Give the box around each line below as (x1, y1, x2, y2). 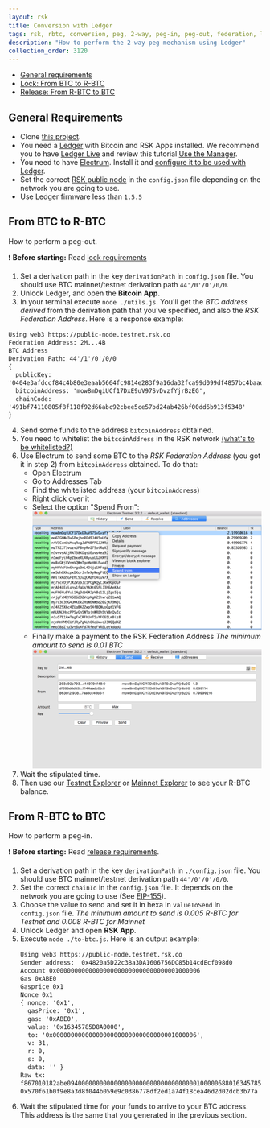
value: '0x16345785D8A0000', (27, 1023, 125, 1031)
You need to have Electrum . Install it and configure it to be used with (19, 157, 247, 167)
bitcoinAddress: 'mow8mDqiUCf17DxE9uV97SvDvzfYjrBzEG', (15, 386, 207, 395)
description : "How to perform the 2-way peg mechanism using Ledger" (8, 39, 247, 47)
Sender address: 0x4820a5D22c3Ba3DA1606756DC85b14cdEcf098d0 (19, 959, 233, 967)
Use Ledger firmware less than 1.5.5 (19, 192, 143, 201)
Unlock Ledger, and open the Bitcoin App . (19, 288, 161, 298)
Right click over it (31, 494, 90, 503)
